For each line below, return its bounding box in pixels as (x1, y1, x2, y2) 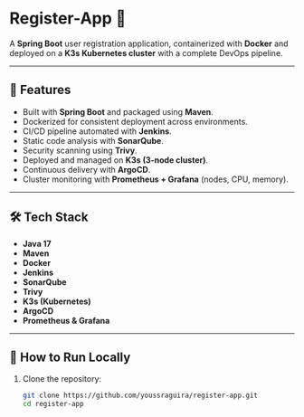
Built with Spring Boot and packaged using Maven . (22, 106, 214, 117)
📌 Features (9, 82, 71, 98)
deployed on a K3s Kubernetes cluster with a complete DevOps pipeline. (9, 47, 283, 58)
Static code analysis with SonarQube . (22, 135, 165, 146)
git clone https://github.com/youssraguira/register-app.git (22, 391, 259, 401)
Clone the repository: (22, 374, 102, 384)
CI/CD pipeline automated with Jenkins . (22, 126, 172, 137)
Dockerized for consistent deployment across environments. (22, 116, 249, 127)
